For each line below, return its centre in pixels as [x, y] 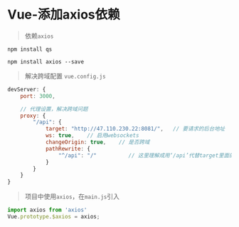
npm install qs [30, 49]
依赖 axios [39, 36]
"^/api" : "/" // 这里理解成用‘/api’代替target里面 [144, 155]
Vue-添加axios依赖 [64, 15]
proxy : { [33, 116]
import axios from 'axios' [47, 210]
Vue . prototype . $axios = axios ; [54, 217]
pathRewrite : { [68, 148]
